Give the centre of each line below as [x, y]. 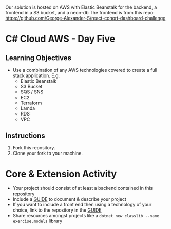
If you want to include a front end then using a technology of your [82, 204]
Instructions [25, 135]
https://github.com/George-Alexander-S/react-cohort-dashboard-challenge [85, 18]
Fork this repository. [34, 148]
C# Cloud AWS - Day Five [60, 39]
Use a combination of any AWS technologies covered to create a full [85, 70]
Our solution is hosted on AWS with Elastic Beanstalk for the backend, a [81, 7]
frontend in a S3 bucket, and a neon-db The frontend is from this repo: [80, 13]
